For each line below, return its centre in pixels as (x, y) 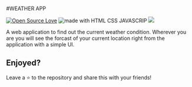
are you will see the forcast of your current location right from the (85, 38)
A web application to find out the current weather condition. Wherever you (96, 32)
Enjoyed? (24, 63)
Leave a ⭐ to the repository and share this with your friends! (79, 77)
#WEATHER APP (26, 9)
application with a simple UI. (40, 44)
